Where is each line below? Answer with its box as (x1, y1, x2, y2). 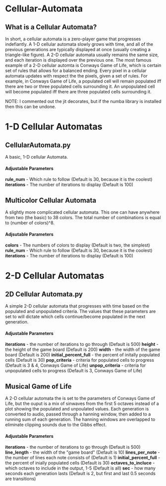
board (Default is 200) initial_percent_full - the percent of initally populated (5, 352, 160, 358)
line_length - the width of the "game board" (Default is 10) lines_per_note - (5, 449, 160, 455)
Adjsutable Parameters (5, 231, 54, 237)
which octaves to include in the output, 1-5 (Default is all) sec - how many (5, 465, 156, 471)
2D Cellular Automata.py (5, 290, 83, 298)
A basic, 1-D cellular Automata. (5, 154, 68, 160)
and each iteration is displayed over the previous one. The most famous (5, 57, 152, 63)
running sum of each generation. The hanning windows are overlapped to (5, 416, 156, 422)
